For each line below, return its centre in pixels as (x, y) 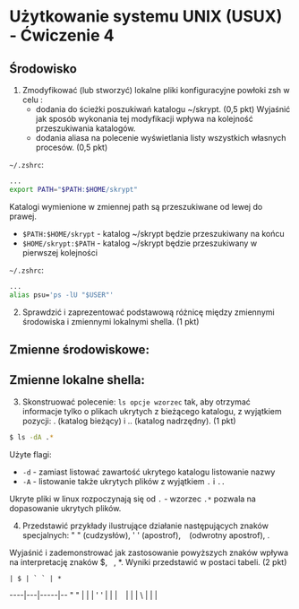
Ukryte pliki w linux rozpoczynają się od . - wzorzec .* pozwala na (133, 499)
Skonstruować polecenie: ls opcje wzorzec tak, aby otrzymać (136, 402)
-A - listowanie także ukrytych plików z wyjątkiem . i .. (124, 481)
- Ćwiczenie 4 (62, 35)
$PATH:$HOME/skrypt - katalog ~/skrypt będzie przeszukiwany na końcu (153, 233)
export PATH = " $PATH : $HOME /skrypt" (74, 189)
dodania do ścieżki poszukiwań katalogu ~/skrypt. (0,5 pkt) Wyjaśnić (163, 109)
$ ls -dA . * (31, 437)
